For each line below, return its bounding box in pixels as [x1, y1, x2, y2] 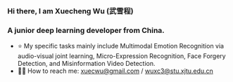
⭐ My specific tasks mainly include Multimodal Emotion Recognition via [17, 42, 224, 50]
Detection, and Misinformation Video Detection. [17, 60, 156, 68]
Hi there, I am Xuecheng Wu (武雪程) [7, 6, 134, 15]
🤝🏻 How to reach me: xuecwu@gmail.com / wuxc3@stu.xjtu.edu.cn [17, 67, 213, 75]
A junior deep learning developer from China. [7, 25, 165, 35]
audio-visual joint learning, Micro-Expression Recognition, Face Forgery [17, 52, 227, 60]
